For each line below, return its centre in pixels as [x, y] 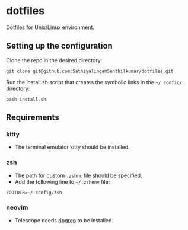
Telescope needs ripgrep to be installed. [64, 221]
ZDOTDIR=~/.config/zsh [34, 193]
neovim [17, 207]
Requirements [33, 118]
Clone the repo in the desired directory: [54, 60]
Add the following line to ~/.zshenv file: [62, 181]
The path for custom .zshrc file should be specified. [78, 175]
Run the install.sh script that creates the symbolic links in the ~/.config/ [94, 82]
